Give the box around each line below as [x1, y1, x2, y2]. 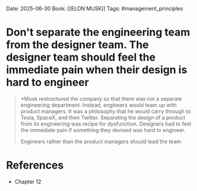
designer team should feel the [6, 51, 156, 64]
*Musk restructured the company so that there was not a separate [20, 95, 182, 102]
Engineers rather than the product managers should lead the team [20, 138, 182, 145]
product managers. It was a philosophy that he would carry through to [20, 107, 191, 114]
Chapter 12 [14, 178, 41, 185]
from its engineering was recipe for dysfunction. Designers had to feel [20, 120, 192, 127]
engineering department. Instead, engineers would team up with [20, 101, 177, 108]
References [6, 159, 64, 172]
